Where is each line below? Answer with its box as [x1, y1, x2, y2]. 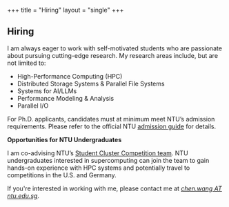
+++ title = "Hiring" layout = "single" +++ [7, 6, 124, 14]
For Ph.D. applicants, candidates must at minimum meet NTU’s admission [7, 115, 215, 123]
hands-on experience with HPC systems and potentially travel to [7, 164, 190, 172]
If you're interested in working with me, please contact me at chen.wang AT [7, 184, 222, 193]
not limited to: [7, 59, 46, 67]
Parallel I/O [17, 101, 49, 110]
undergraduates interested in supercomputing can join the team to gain [7, 156, 210, 164]
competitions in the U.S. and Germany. [7, 170, 117, 179]
